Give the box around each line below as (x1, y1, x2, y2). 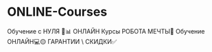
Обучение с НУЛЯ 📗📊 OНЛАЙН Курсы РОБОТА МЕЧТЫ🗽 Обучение (7, 27, 205, 35)
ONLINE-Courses (7, 4, 108, 20)
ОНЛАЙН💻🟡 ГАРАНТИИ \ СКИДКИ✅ (7, 37, 117, 45)
